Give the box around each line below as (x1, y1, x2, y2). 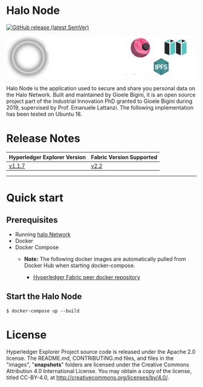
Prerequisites (6, 214, 58, 225)
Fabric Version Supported (91, 153, 158, 160)
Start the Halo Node (6, 291, 82, 302)
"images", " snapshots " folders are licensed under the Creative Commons (6, 361, 189, 368)
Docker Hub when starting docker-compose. (24, 262, 136, 270)
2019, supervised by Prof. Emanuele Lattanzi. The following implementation (6, 104, 194, 111)
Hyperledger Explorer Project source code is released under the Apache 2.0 (6, 348, 196, 356)
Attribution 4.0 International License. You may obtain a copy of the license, (6, 368, 192, 375)
